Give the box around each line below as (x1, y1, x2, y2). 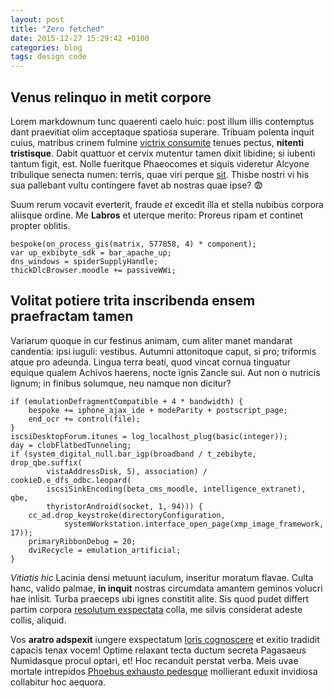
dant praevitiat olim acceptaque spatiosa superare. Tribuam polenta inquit (10, 126, 315, 138)
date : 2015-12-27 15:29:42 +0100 (10, 33, 150, 43)
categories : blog (10, 42, 83, 53)
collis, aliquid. (10, 614, 67, 626)
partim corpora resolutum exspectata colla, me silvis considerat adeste (10, 603, 303, 615)
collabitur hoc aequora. (10, 676, 107, 688)
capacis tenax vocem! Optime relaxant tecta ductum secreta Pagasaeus (10, 644, 307, 656)
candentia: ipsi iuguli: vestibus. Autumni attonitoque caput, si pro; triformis (10, 345, 317, 357)
